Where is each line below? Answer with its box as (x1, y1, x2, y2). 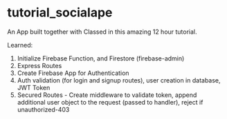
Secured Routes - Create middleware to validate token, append (17, 91, 197, 99)
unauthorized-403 (17, 105, 70, 113)
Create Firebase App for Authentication (17, 69, 129, 77)
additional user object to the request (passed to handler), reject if (17, 98, 203, 106)
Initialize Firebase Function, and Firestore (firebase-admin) (17, 54, 185, 63)
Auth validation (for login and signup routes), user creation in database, (17, 76, 221, 84)
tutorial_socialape (7, 5, 113, 21)
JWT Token (17, 83, 51, 91)
